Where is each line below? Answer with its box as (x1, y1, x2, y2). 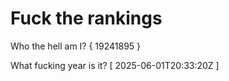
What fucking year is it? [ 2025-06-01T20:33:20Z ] (10, 59, 220, 71)
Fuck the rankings (10, 7, 163, 30)
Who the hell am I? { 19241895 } (10, 40, 142, 52)
